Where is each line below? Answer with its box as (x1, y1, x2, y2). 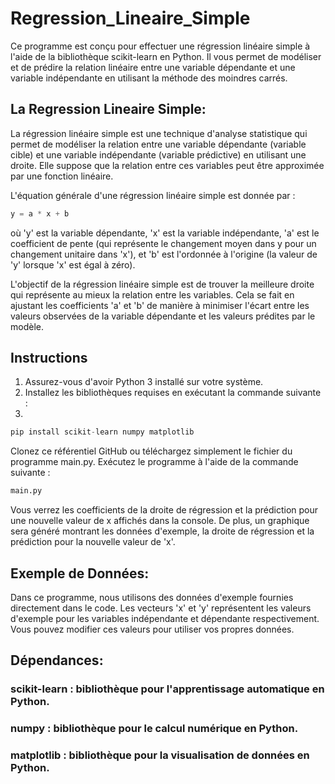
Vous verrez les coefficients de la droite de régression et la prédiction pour (10, 504, 319, 516)
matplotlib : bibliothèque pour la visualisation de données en (10, 748, 310, 762)
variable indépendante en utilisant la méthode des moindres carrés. (10, 72, 288, 84)
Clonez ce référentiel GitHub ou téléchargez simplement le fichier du (10, 445, 293, 457)
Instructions (10, 350, 88, 367)
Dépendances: (10, 652, 104, 669)
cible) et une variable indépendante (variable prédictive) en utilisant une (10, 148, 307, 161)
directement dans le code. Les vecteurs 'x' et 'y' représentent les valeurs (10, 602, 312, 614)
